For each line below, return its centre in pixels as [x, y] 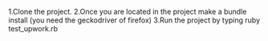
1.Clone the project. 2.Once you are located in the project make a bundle [128, 12]
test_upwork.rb [33, 29]
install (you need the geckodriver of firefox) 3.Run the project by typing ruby [134, 20]
